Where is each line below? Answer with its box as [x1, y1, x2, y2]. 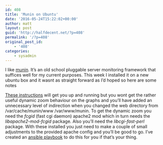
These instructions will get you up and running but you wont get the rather [5, 92, 157, 98]
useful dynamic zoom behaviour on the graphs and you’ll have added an [5, 97, 152, 103]
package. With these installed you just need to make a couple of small [5, 124, 147, 130]
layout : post [5, 26, 32, 31]
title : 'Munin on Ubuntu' [5, 12, 58, 17]
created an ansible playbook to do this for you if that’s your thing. [5, 134, 138, 140]
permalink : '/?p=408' [5, 35, 50, 40]
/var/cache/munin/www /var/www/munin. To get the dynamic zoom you [5, 108, 152, 114]
